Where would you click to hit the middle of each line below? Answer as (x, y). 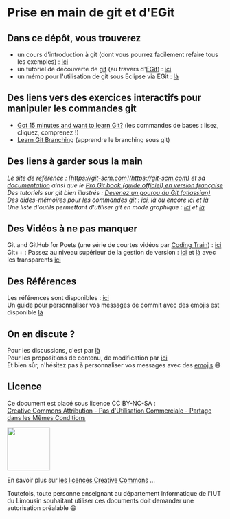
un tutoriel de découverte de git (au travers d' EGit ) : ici (94, 69)
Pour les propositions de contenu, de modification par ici (87, 358)
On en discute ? (41, 334)
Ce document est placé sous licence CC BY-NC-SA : (81, 403)
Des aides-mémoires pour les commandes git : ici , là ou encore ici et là (108, 200)
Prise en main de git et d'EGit (91, 13)
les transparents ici (34, 259)
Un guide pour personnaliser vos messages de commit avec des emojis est (113, 305)
